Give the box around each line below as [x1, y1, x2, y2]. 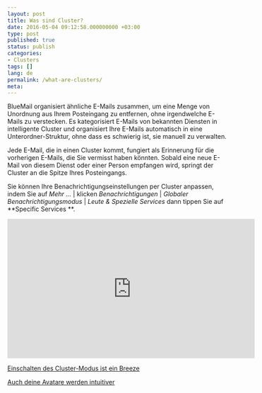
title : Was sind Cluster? [7, 17, 83, 24]
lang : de [7, 69, 33, 76]
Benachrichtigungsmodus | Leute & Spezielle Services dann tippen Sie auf [7, 198, 224, 206]
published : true [7, 37, 55, 44]
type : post [7, 30, 40, 38]
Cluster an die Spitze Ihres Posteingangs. [7, 169, 127, 177]
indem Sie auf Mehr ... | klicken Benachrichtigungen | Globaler [7, 190, 189, 198]
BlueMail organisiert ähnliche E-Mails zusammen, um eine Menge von [7, 102, 210, 110]
